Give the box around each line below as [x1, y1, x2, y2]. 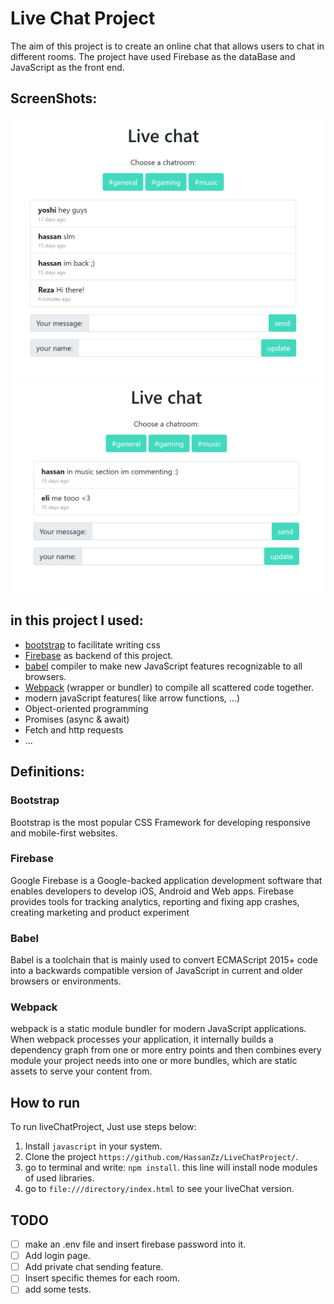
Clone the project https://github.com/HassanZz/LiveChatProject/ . [24, 1151, 299, 1163]
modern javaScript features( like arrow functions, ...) [24, 692, 240, 704]
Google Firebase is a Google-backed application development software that [10, 874, 323, 886]
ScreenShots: [10, 90, 98, 107]
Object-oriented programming [24, 702, 149, 714]
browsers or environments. [10, 975, 122, 987]
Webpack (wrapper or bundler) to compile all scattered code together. [24, 681, 315, 693]
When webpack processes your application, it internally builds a [10, 1033, 274, 1046]
